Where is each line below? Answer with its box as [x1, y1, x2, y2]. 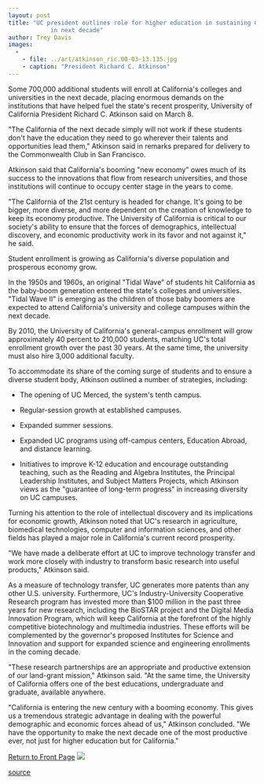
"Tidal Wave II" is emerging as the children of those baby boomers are [8, 294, 236, 304]
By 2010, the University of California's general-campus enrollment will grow [8, 326, 253, 335]
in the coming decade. [8, 646, 81, 657]
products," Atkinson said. [8, 565, 90, 574]
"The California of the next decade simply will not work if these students [8, 124, 242, 134]
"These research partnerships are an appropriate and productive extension [8, 662, 251, 672]
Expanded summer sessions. [19, 420, 114, 429]
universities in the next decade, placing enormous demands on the [8, 92, 224, 102]
